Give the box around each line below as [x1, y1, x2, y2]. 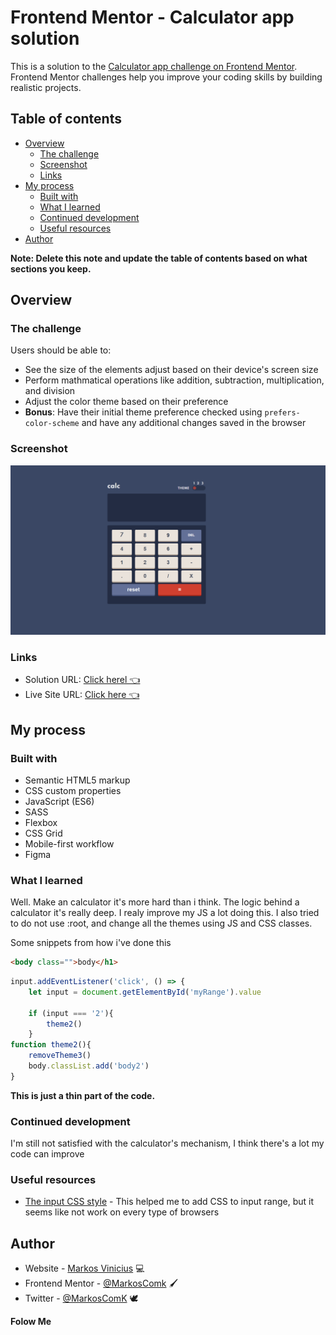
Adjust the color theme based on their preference [24, 396, 229, 408]
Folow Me [10, 1316, 52, 1328]
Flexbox [24, 816, 58, 828]
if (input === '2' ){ [28, 1008, 114, 1018]
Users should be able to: [10, 344, 112, 356]
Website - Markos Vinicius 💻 [24, 1262, 145, 1275]
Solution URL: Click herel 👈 [24, 674, 141, 686]
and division [24, 385, 76, 397]
